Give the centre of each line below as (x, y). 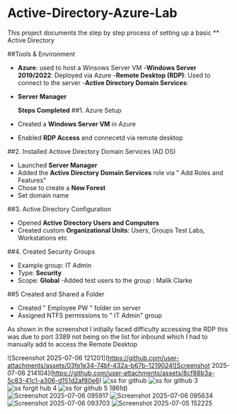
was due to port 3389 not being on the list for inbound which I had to (108, 336)
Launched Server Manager (57, 165)
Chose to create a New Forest (62, 188)
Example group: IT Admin (54, 265)
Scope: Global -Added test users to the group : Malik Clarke (105, 280)
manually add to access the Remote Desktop (73, 344)
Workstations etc (42, 237)
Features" (32, 180)
